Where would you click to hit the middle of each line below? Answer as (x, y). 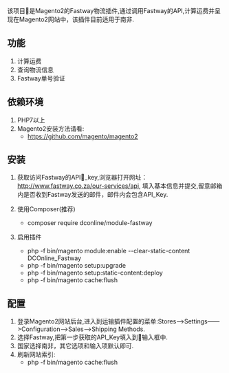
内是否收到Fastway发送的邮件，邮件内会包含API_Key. (92, 195)
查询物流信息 (35, 70)
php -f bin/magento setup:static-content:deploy (95, 273)
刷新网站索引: (36, 354)
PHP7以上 (31, 120)
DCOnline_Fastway (54, 258)
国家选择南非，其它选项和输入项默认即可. (75, 346)
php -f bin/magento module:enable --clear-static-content (109, 251)
